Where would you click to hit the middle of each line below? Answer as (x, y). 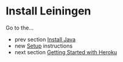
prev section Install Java (45, 39)
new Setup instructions (44, 46)
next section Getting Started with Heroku (66, 52)
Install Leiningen (48, 11)
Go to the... (20, 28)
